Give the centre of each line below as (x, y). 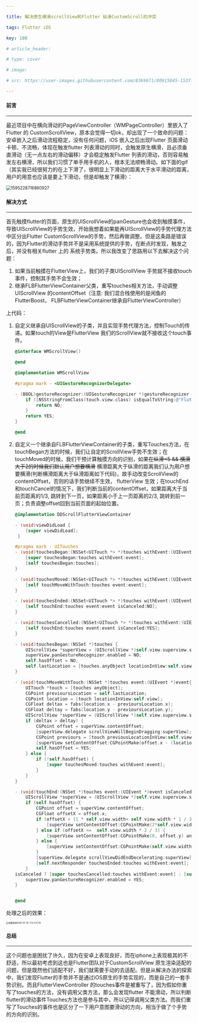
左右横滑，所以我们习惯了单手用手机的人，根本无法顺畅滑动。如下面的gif (100, 162)
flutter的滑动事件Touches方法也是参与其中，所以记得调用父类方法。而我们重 (99, 1000)
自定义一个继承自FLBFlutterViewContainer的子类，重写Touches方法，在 (102, 444)
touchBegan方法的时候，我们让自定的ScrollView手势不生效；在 (91, 452)
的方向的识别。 (24, 1014)
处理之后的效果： (27, 913)
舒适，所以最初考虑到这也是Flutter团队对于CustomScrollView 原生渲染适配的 (99, 963)
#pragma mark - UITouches (46, 547)
